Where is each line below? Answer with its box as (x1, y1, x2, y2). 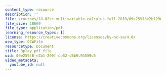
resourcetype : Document (5, 44, 54, 49)
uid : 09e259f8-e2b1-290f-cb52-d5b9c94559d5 (5, 53, 96, 58)
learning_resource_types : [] (5, 30, 65, 35)
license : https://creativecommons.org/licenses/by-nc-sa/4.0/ (5, 35, 136, 40)
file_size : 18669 (5, 21, 41, 26)
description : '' (5, 12, 39, 17)
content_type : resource (5, 7, 54, 12)
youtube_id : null (9, 62, 45, 67)
